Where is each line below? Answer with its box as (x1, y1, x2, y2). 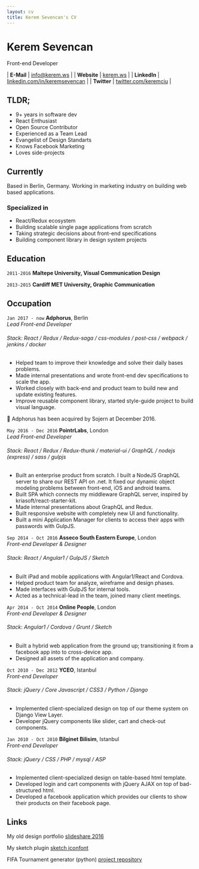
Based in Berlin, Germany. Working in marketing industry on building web (7, 182, 187, 190)
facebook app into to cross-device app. (15, 648, 113, 655)
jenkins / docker (7, 340, 47, 347)
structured (15, 787, 41, 794)
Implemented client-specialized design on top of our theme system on (15, 705, 189, 712)
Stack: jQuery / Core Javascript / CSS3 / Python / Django (7, 686, 148, 694)
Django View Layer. (15, 711, 63, 718)
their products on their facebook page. (15, 800, 111, 807)
